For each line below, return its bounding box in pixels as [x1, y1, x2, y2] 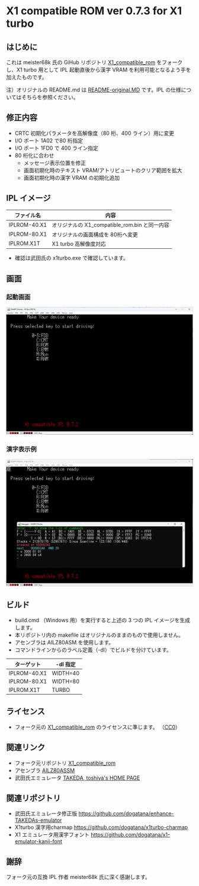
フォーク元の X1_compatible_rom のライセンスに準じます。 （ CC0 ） [14, 723, 181, 730]
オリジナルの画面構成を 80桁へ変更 [52, 230, 138, 238]
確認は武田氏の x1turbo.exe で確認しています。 [14, 254, 129, 262]
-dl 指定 [55, 660, 76, 667]
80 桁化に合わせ [14, 151, 54, 159]
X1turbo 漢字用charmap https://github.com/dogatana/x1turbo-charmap [14, 824, 188, 831]
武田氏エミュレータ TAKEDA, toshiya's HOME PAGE [14, 774, 140, 781]
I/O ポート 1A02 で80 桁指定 [14, 137, 84, 144]
